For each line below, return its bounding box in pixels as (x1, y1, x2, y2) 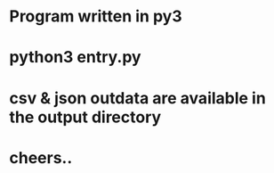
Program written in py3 (9, 6, 182, 27)
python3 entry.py (9, 47, 141, 68)
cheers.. (9, 147, 73, 168)
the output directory (9, 107, 162, 127)
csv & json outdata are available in (9, 87, 267, 108)
